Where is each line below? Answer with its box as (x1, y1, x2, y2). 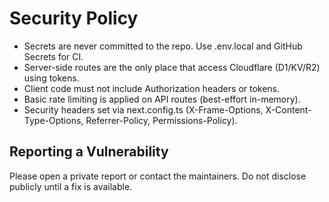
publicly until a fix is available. (9, 180, 133, 192)
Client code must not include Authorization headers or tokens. (23, 82, 281, 94)
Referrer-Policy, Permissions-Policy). (85, 114, 238, 126)
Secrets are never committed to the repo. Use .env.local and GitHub (23, 40, 303, 52)
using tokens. (23, 72, 80, 84)
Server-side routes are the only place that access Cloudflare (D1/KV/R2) (23, 61, 321, 73)
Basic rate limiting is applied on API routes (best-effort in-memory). (23, 93, 301, 105)
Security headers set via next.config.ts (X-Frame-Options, (23, 103, 264, 116)
